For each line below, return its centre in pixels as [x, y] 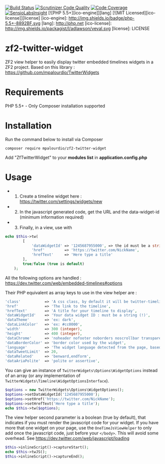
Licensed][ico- [141, 13]
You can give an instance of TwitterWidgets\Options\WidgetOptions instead [82, 370]
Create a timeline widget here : [51, 196]
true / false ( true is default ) [54, 264]
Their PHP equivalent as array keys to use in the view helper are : [71, 292]
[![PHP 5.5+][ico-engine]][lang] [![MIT [87, 13]
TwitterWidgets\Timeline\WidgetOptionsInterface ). [57, 381]
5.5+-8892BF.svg [23, 23]
